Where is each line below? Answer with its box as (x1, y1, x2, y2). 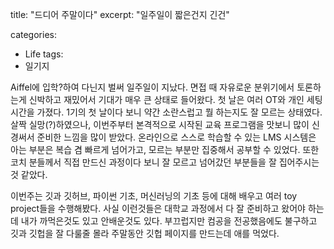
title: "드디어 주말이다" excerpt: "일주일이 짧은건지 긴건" (10, 9, 230, 20)
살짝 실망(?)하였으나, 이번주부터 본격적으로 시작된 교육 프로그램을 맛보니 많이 (10, 119, 310, 130)
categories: (10, 29, 57, 40)
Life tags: (24, 48, 64, 60)
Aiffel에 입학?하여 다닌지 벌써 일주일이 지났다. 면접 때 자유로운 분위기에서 (10, 81, 295, 93)
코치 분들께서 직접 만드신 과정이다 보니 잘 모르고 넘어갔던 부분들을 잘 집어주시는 (10, 156, 320, 168)
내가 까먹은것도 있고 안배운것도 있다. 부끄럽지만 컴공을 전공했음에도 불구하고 (20, 215, 318, 227)
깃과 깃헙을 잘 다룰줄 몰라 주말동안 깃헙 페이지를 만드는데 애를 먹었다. (10, 228, 280, 239)
